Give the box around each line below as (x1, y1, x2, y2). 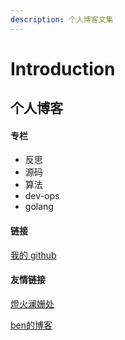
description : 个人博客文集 (10, 14, 114, 25)
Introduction (10, 57, 116, 80)
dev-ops (24, 190, 60, 202)
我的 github (10, 249, 57, 261)
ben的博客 (10, 319, 53, 331)
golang (24, 201, 54, 213)
